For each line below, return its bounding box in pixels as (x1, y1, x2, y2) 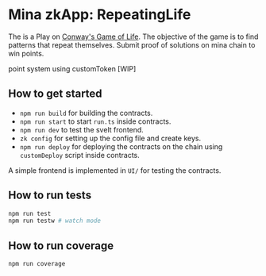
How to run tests (8, 189, 92, 202)
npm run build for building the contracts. (19, 108, 153, 117)
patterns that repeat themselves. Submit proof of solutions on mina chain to (8, 40, 256, 49)
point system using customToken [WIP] (8, 63, 137, 73)
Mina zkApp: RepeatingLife (8, 6, 191, 24)
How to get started (8, 87, 102, 101)
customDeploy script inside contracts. (19, 150, 141, 159)
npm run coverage (8, 260, 66, 268)
